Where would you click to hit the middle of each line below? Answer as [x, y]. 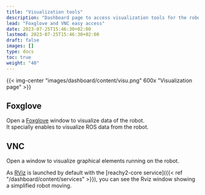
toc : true [19, 57]
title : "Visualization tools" [45, 12]
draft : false [23, 40]
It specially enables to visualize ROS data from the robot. [77, 127]
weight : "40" [23, 63]
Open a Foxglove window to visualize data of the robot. [75, 121]
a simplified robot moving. [39, 186]
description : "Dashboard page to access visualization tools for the [97, 18]
